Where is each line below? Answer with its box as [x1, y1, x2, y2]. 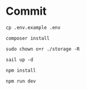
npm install [5, 67, 36, 73]
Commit [5, 4, 47, 18]
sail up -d [5, 56, 34, 62]
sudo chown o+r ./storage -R [5, 46, 80, 52]
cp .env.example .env [5, 24, 61, 31]
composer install [5, 35, 50, 41]
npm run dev [5, 78, 36, 84]
